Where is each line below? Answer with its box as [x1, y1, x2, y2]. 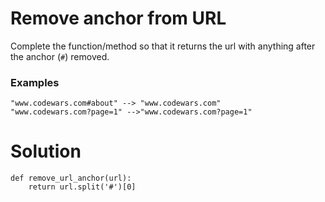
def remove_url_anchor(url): [10, 173, 132, 184]
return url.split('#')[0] [28, 182, 137, 192]
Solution [10, 140, 82, 163]
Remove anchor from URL [10, 7, 227, 30]
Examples [10, 75, 60, 89]
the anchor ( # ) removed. [10, 50, 110, 62]
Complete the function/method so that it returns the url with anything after [10, 40, 316, 52]
